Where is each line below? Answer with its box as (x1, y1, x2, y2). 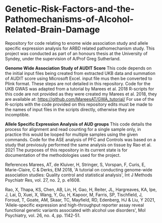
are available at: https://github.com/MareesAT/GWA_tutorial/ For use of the (5, 96, 154, 102)
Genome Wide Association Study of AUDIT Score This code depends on (5, 65, 152, 71)
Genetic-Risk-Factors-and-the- (5, 3, 135, 15)
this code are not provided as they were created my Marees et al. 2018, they (5, 91, 157, 97)
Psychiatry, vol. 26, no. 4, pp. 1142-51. (5, 212, 81, 218)
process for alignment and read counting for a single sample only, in (5, 126, 141, 132)
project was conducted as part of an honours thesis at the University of (5, 50, 148, 56)
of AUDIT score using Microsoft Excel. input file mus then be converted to (5, 75, 153, 81)
